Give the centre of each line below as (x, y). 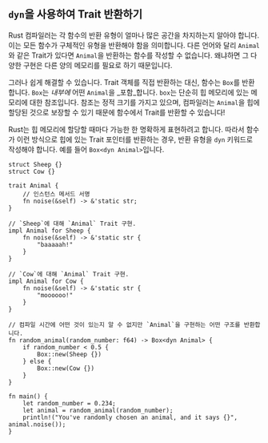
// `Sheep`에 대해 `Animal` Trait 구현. (72, 224)
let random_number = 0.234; (69, 403)
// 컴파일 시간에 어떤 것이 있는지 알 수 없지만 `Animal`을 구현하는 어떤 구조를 (124, 324)
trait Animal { (34, 185)
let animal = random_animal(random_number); (98, 410)
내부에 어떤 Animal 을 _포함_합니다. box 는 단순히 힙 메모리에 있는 (150, 92)
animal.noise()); (37, 424)
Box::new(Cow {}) (66, 368)
